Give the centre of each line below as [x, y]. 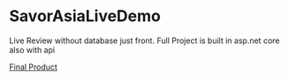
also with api [32, 49]
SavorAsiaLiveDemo [85, 16]
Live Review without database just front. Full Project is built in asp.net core [144, 40]
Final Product [33, 67]
